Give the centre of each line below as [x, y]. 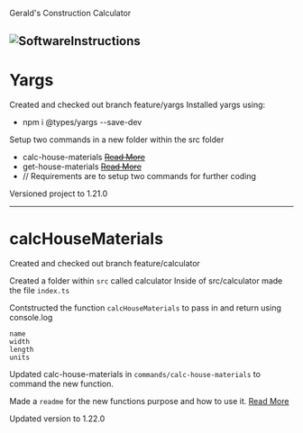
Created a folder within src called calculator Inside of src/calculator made [146, 281]
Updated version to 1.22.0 [57, 419]
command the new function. [62, 384]
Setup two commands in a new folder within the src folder [117, 140]
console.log [31, 318]
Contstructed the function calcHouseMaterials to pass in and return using [146, 308]
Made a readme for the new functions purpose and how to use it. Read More [149, 401]
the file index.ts [40, 291]
